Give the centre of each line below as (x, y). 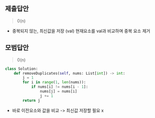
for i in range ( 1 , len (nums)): (54, 82)
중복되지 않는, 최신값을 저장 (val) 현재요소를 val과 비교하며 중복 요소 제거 (81, 31)
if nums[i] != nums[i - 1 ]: (60, 87)
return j (31, 100)
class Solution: (21, 69)
